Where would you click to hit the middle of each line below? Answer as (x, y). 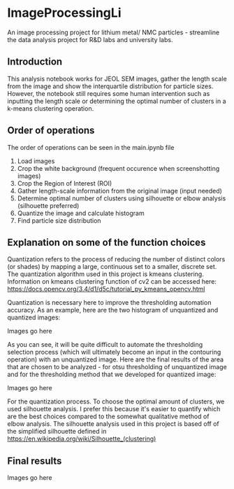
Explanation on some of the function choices (107, 242)
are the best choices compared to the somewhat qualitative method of (108, 416)
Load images (36, 161)
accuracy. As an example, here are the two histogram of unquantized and (113, 310)
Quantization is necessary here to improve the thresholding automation (109, 303)
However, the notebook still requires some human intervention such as (109, 93)
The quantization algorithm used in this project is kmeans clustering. (105, 274)
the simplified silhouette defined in (57, 432)
